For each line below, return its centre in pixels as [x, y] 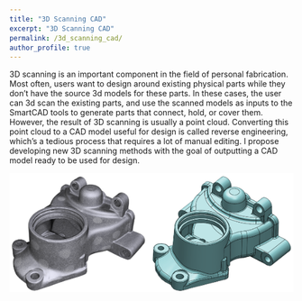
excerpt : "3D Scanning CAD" [62, 28]
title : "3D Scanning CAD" [58, 19]
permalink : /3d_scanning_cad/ [66, 38]
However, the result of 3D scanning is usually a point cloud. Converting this [149, 123]
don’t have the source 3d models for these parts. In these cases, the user [146, 94]
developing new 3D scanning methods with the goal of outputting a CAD [144, 151]
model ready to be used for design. [74, 160]
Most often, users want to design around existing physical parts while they [147, 84]
